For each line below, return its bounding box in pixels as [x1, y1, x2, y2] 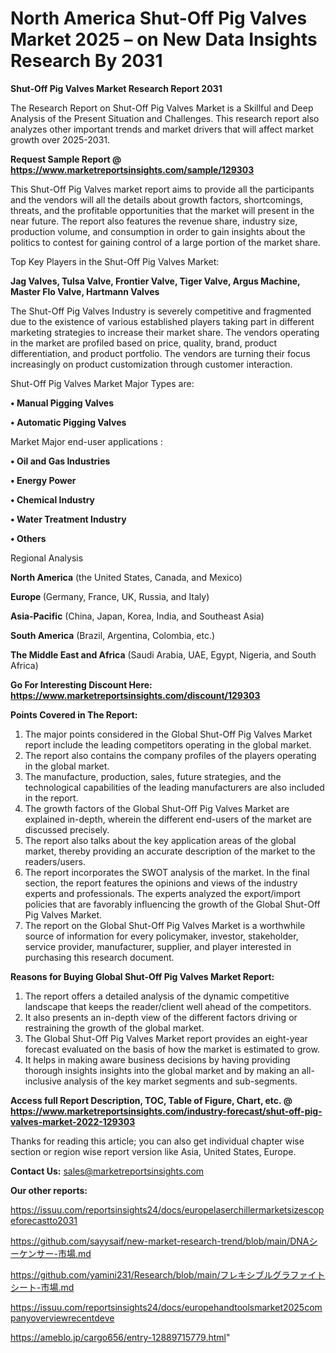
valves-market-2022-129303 [10, 1115, 136, 1127]
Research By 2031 [10, 50, 163, 72]
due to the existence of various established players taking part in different [10, 315, 315, 327]
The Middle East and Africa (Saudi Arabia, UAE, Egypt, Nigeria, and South [10, 648, 317, 661]
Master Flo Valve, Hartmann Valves [10, 285, 160, 297]
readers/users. [24, 855, 86, 867]
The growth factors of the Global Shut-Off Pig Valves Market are [24, 802, 290, 814]
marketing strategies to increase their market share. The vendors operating [10, 326, 320, 338]
